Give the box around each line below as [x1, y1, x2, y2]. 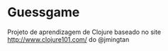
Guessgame [7, 4, 80, 21]
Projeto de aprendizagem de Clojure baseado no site [7, 28, 162, 36]
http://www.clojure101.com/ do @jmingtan [7, 35, 130, 43]
